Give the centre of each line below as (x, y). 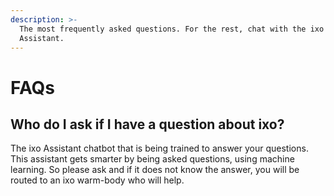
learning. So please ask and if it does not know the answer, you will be (155, 170)
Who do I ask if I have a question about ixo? (147, 124)
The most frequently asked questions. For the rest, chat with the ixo (172, 29)
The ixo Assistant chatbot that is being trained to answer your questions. (159, 148)
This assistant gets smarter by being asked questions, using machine (152, 159)
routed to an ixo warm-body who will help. (97, 180)
